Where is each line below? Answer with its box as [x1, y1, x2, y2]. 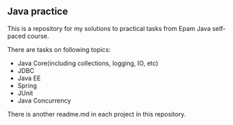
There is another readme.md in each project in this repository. [7, 110, 186, 118]
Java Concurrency [17, 96, 72, 105]
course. [27, 32, 49, 40]
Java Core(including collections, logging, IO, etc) [17, 59, 159, 67]
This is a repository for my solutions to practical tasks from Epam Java [7, 24, 211, 32]
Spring [17, 81, 37, 90]
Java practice [7, 6, 68, 18]
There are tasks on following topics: [7, 45, 111, 53]
